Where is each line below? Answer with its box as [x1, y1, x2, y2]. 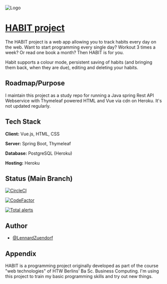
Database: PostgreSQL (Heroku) [5, 150, 72, 156]
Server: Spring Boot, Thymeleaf [5, 140, 71, 146]
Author [5, 221, 27, 230]
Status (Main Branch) [5, 174, 73, 183]
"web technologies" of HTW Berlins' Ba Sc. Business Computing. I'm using [5, 268, 159, 274]
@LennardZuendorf [12, 235, 53, 241]
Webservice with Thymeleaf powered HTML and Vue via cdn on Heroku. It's [5, 98, 162, 104]
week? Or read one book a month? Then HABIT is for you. [5, 49, 124, 55]
